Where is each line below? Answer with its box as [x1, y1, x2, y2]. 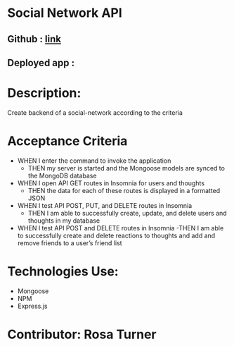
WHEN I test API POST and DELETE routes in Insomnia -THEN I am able [17, 223, 224, 232]
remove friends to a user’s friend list [17, 238, 122, 247]
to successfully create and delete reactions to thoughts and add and [17, 231, 216, 240]
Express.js [17, 302, 48, 310]
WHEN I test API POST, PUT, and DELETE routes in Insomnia [17, 201, 193, 209]
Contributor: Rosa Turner [7, 326, 157, 342]
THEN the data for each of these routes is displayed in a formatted [27, 186, 221, 194]
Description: [7, 85, 82, 101]
